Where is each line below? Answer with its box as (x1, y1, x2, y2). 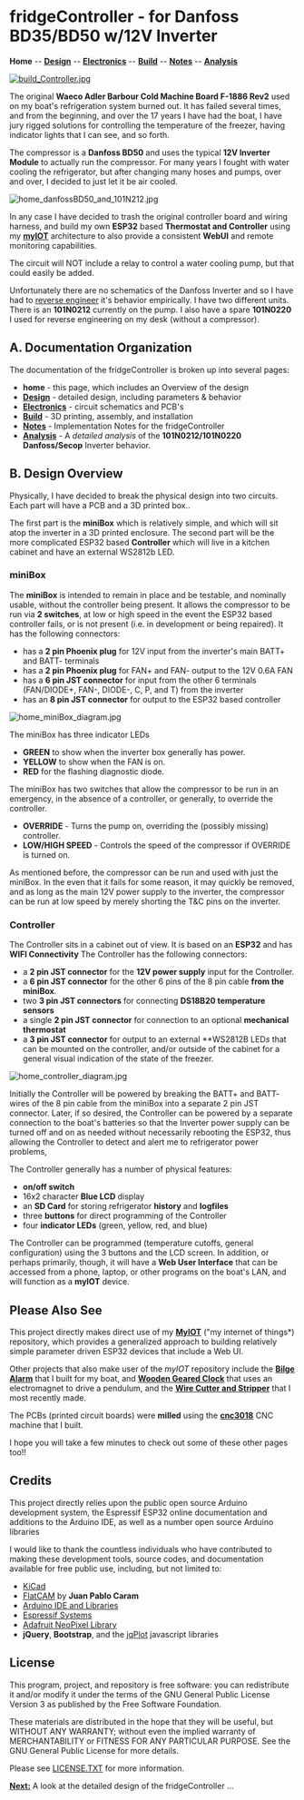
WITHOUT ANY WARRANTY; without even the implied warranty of (9, 1726, 256, 1736)
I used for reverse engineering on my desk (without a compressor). (9, 313, 260, 324)
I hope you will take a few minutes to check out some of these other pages (9, 1437, 289, 1448)
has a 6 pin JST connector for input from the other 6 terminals (22, 674, 257, 685)
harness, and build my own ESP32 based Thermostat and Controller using (9, 221, 290, 231)
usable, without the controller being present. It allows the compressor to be (9, 599, 290, 610)
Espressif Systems (22, 1609, 93, 1620)
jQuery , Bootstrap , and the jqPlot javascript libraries (22, 1628, 220, 1639)
